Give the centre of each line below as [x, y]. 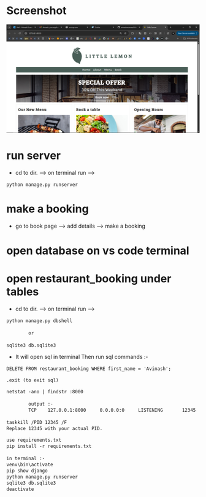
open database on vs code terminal [98, 251]
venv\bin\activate [30, 464]
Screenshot [36, 11]
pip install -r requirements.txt [49, 446]
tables [23, 292]
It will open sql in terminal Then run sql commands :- [82, 356]
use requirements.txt [34, 440]
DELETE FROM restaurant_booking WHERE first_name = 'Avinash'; [89, 369]
